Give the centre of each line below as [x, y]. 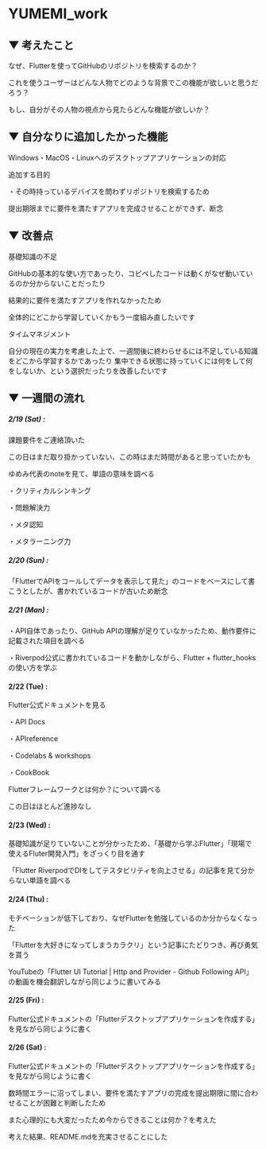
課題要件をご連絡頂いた [46, 440]
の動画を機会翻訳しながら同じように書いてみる [85, 981]
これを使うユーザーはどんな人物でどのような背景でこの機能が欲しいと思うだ [133, 83]
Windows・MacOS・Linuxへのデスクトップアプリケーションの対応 [117, 157]
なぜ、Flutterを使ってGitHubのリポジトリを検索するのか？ [103, 66]
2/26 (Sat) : [27, 1047]
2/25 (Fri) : [26, 1000]
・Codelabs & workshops [50, 755]
